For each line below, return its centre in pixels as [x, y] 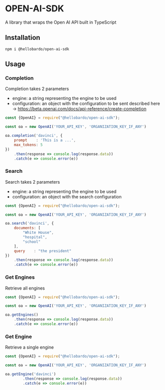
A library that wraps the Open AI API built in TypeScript [61, 22]
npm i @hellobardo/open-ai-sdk [37, 49]
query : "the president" [43, 251]
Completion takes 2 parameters [37, 89]
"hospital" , [35, 237]
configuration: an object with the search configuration [67, 196]
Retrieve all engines [25, 288]
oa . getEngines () [22, 315]
